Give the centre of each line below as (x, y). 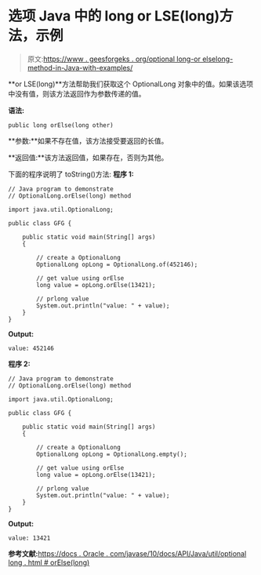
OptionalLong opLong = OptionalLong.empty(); (112, 454)
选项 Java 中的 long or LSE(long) (114, 16)
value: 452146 (31, 348)
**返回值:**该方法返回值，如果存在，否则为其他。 (88, 157)
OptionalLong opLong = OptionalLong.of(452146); (117, 264)
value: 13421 (29, 538)
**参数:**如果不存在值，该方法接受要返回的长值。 (88, 140)
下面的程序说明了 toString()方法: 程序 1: (71, 174)
